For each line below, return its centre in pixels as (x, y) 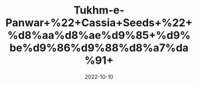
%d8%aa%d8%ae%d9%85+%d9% (99, 35)
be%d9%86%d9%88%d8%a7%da (99, 48)
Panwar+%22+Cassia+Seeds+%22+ (99, 23)
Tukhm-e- (99, 10)
